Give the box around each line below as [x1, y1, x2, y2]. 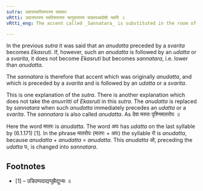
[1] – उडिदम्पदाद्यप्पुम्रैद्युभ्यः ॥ [15, 177, 71, 185]
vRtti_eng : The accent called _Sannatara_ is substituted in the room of [6, 20, 197, 26]
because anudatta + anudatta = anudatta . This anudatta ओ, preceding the [6, 136, 193, 144]
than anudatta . [6, 61, 44, 69]
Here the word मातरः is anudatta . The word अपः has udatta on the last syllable [6, 122, 196, 130]
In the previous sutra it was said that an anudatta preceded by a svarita [6, 42, 185, 49]
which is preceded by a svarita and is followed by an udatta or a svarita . [6, 79, 187, 87]
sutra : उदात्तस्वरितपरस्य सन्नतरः [6, 8, 67, 15]
